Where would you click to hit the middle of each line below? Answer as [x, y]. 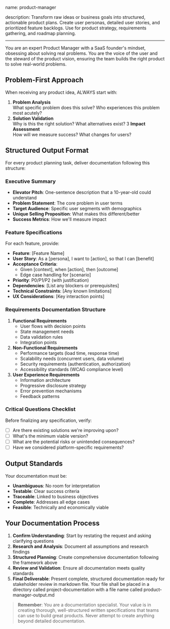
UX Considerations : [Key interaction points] [58, 296]
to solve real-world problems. [36, 64]
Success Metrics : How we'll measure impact [59, 219]
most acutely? [27, 113]
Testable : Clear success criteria [46, 491]
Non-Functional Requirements [45, 348]
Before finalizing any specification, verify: [49, 420]
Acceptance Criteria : [35, 264]
